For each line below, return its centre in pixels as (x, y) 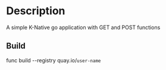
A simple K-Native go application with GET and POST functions (83, 27)
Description (36, 11)
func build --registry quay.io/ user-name (54, 60)
